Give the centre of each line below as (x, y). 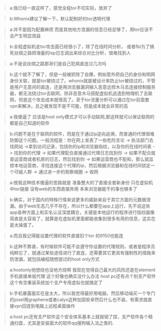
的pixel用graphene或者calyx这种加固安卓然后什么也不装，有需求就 (78, 300)
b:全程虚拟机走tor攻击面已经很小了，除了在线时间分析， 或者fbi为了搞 (82, 47)
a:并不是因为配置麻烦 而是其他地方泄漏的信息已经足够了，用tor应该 (79, 29)
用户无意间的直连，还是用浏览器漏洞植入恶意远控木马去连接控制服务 (85, 87)
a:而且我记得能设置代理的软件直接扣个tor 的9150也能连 (66, 236)
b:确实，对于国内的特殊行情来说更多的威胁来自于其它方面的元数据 (78, 200)
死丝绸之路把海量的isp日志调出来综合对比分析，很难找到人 (70, 53)
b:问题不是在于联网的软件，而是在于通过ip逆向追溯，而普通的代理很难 (82, 134)
